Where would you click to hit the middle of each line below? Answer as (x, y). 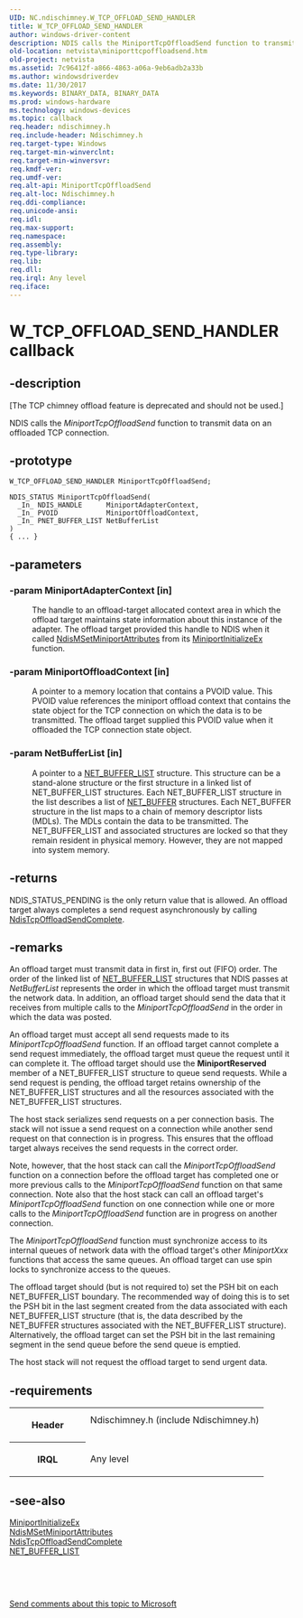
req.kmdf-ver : (36, 169)
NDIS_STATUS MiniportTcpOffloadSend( (80, 498)
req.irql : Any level (48, 278)
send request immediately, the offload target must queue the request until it (150, 1054)
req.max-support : (42, 228)
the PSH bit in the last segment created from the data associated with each (149, 1306)
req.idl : (26, 219)
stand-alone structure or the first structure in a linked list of (142, 782)
